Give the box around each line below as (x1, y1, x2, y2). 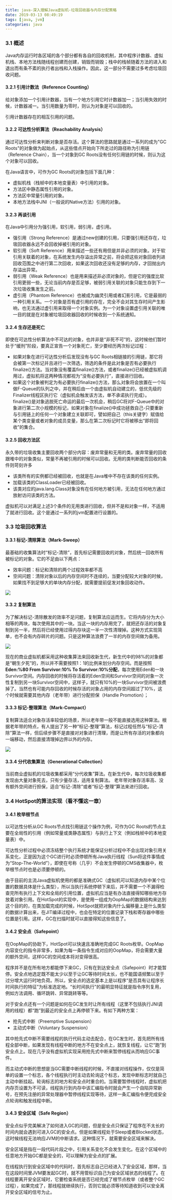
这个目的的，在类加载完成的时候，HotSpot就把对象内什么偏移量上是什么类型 (5, 903, 166, 909)
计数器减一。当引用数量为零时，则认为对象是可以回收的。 (14, 103, 136, 109)
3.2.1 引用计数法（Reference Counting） (5, 84, 92, 90)
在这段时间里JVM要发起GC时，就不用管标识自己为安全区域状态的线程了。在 (5, 1170, 165, 1176)
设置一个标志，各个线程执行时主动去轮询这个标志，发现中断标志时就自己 (14, 1072, 167, 1078)
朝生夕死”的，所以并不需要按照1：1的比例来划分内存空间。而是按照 (12, 660, 152, 666)
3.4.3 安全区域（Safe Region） (5, 1110, 71, 1116)
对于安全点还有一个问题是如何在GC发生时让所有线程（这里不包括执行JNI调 (5, 1001, 163, 1007)
